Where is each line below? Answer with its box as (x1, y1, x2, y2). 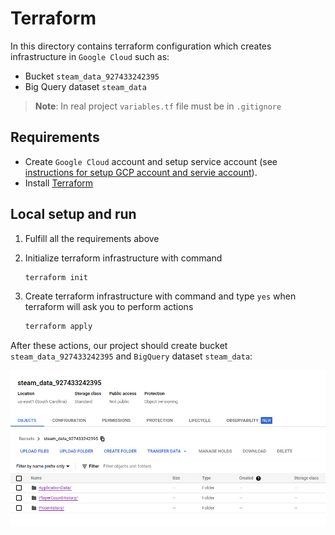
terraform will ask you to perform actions (24, 301, 194, 313)
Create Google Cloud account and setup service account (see (24, 155, 278, 167)
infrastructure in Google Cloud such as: (10, 50, 170, 62)
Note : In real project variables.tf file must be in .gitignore (34, 100, 282, 112)
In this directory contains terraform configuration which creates (10, 40, 272, 52)
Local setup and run (10, 206, 137, 223)
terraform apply (24, 322, 93, 332)
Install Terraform (24, 177, 94, 189)
